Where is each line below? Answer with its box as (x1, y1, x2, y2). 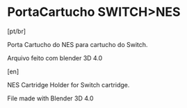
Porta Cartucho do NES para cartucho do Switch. (7, 40, 148, 48)
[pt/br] (7, 27, 26, 35)
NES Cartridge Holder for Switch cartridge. (7, 80, 130, 89)
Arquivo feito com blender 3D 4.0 (7, 53, 103, 62)
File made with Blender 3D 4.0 (7, 94, 94, 102)
